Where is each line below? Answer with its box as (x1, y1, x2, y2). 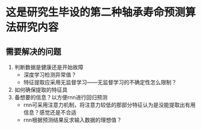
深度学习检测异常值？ (23, 71, 77, 78)
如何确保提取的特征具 (14, 86, 68, 93)
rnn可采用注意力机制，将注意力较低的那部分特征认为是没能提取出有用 (23, 101, 196, 109)
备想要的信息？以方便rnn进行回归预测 (14, 94, 108, 101)
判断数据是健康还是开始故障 (14, 64, 84, 71)
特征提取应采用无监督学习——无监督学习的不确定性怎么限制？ (23, 79, 177, 86)
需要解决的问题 (5, 46, 62, 57)
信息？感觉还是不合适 (23, 109, 77, 116)
